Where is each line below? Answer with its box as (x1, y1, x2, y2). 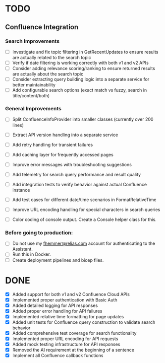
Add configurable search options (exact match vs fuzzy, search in (12, 87, 147, 93)
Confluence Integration (5, 23, 79, 31)
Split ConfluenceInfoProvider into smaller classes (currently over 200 (12, 116, 154, 122)
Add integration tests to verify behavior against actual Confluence (12, 181, 147, 187)
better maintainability (12, 82, 56, 88)
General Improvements (5, 105, 62, 112)
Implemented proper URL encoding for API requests (12, 336, 118, 342)
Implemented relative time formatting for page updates (12, 313, 124, 319)
